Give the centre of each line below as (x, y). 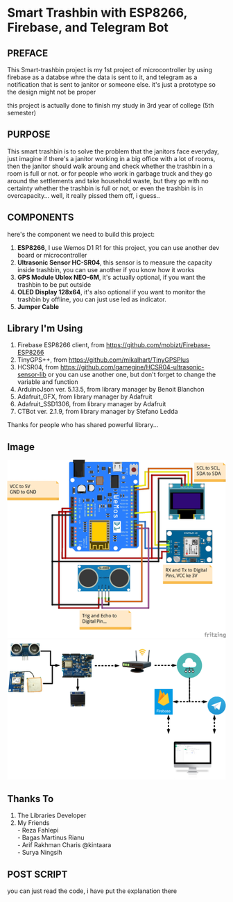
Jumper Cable (38, 306)
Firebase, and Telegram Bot (88, 27)
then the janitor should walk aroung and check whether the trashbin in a (110, 166)
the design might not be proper (52, 92)
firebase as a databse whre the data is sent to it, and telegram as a (102, 77)
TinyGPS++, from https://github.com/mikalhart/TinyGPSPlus (103, 360)
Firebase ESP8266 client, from (61, 345)
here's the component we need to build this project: (81, 234)
